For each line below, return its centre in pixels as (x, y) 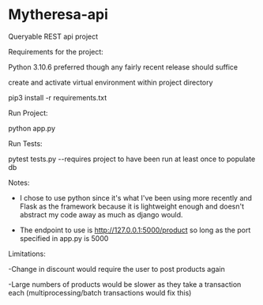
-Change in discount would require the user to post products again (116, 269)
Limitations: (27, 254)
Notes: (19, 183)
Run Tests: (25, 143)
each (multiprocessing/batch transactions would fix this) (100, 292)
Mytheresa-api (58, 15)
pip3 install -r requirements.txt (58, 97)
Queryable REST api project (53, 36)
